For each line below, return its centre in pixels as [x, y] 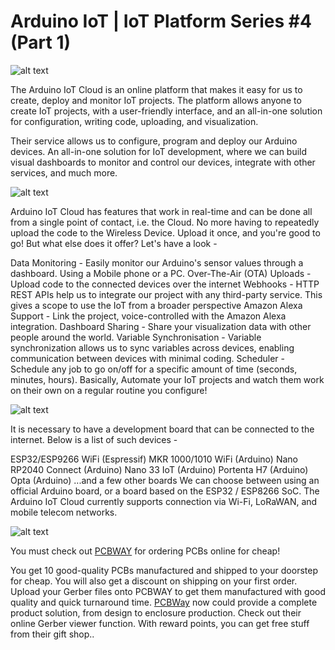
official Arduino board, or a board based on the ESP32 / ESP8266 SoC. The [165, 491]
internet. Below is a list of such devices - [94, 439]
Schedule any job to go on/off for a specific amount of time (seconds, [154, 369]
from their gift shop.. [52, 634]
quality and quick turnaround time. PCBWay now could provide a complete [164, 602]
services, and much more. [64, 172]
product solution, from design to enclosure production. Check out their [156, 612]
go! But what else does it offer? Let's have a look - [114, 243]
